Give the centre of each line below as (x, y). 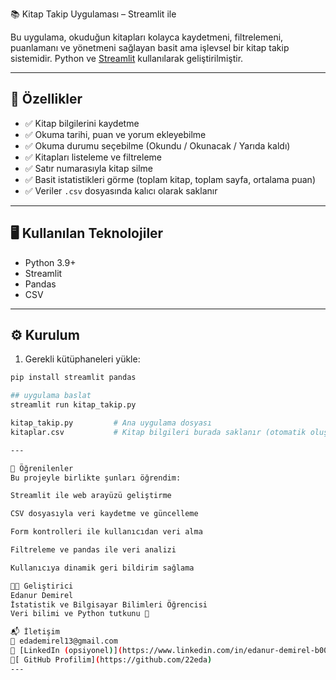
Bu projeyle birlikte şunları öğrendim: (96, 478)
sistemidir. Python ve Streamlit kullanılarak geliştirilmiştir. (127, 58)
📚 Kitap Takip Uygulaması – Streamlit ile (93, 14)
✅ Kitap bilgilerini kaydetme (82, 123)
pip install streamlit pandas (73, 378)
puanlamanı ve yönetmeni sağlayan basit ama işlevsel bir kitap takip (150, 47)
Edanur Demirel (42, 595)
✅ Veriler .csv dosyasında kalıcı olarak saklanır (121, 190)
